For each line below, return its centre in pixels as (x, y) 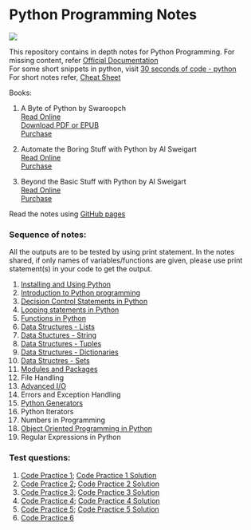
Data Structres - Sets (55, 361)
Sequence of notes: (48, 235)
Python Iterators (47, 412)
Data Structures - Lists (57, 327)
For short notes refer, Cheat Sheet (65, 77)
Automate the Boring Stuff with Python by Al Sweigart (109, 148)
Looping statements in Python (70, 310)
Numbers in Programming (63, 420)
